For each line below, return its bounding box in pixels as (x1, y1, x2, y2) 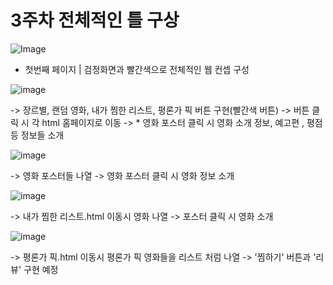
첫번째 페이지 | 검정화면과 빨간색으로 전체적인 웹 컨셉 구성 (24, 63, 250, 75)
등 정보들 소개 (10, 129, 65, 141)
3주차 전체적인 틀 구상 (10, 9, 180, 32)
